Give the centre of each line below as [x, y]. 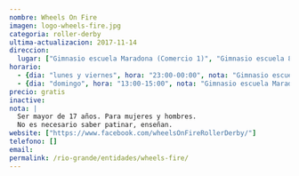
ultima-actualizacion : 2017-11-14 [73, 42]
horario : [25, 68]
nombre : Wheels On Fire [53, 17]
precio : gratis [37, 92]
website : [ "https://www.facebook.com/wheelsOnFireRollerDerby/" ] [133, 133]
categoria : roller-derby [55, 34]
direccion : [29, 51]
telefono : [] [33, 141]
